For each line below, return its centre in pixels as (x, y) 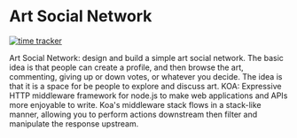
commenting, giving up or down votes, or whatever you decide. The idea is (146, 76)
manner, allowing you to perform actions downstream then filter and (133, 114)
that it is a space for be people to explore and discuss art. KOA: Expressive (145, 86)
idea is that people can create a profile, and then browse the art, (126, 67)
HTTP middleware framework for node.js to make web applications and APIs (148, 96)
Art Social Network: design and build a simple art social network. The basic (146, 57)
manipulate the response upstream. (74, 123)
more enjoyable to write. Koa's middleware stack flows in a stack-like (135, 104)
